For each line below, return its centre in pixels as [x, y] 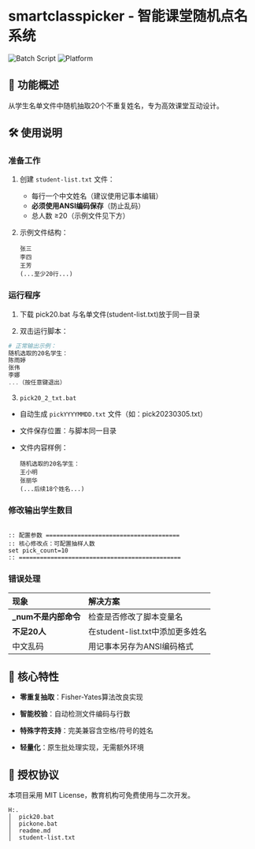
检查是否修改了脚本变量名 [135, 616]
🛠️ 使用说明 [35, 133]
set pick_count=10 [38, 551]
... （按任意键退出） [37, 383]
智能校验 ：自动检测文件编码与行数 [75, 714]
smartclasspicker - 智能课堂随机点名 [128, 16]
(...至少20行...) [46, 274]
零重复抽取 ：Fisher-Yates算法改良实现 [81, 697]
